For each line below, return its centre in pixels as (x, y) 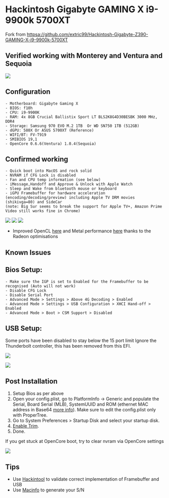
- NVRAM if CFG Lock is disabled (41, 175)
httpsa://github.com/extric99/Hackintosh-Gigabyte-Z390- (88, 34)
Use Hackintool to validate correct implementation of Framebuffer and (86, 479)
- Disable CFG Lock (26, 291)
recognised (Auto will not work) (41, 286)
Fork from (16, 34)
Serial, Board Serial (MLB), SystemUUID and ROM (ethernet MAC (80, 404)
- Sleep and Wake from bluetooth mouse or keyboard (61, 189)
